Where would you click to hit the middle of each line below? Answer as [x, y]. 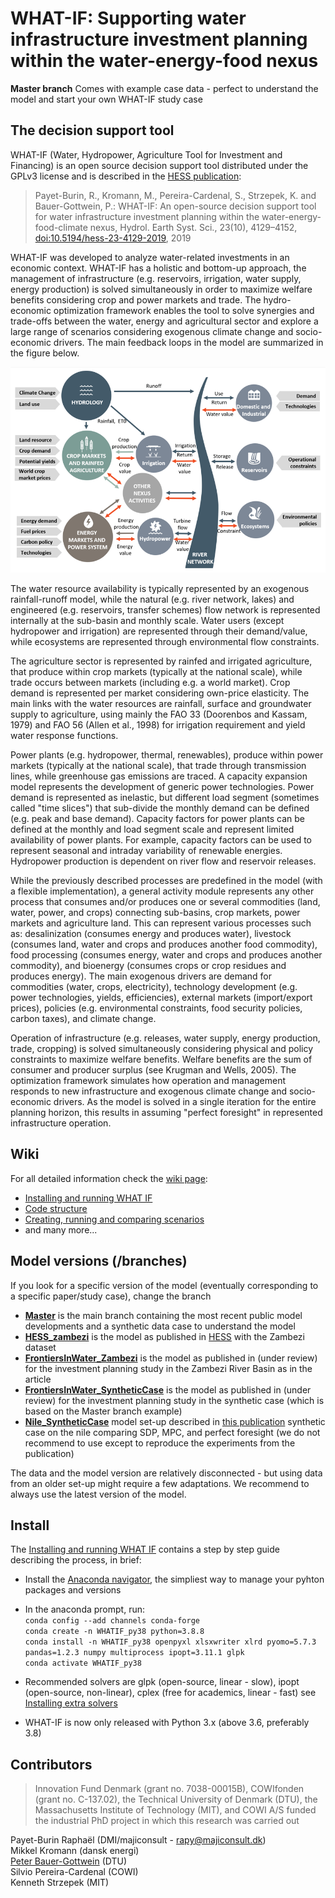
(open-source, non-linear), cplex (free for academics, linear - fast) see [170, 1693]
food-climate [61, 227]
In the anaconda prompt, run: [84, 1609]
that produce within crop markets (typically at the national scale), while [156, 671]
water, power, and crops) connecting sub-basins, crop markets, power [155, 912]
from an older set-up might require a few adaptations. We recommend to [160, 1483]
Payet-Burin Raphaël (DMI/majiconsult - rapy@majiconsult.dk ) [138, 1840]
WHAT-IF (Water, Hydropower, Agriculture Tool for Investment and [146, 154]
